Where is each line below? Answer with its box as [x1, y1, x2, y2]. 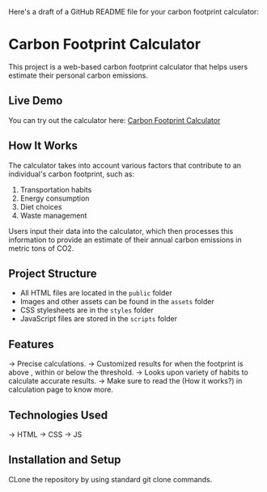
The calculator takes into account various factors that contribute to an [8, 160, 241, 170]
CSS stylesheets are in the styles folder [19, 305, 154, 315]
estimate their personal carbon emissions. [8, 70, 148, 80]
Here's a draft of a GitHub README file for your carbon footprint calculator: [8, 7, 259, 16]
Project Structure [8, 266, 97, 280]
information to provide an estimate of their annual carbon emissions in [8, 235, 243, 244]
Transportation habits [19, 184, 92, 194]
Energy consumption [19, 193, 90, 203]
